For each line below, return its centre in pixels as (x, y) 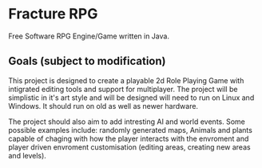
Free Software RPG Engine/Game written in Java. (89, 36)
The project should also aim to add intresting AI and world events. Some (127, 122)
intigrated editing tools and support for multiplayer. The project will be (123, 89)
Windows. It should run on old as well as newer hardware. (103, 106)
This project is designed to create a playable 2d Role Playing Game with (126, 80)
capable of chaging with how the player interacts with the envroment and (129, 138)
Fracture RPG (53, 14)
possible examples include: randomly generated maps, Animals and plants (131, 130)
